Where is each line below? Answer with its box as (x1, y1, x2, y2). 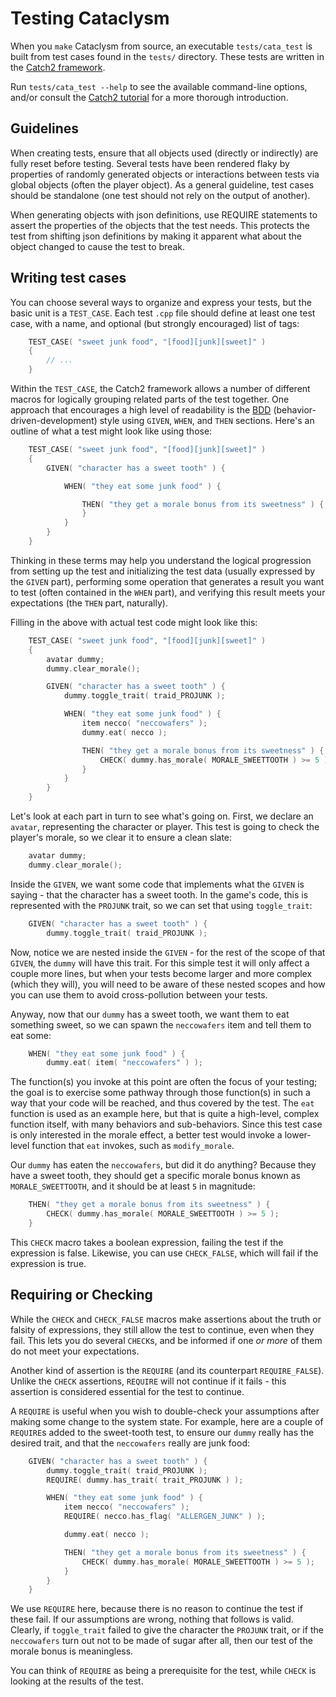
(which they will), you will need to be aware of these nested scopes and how (10, 978, 326, 990)
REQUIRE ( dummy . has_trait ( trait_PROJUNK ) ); (46, 1475, 244, 1485)
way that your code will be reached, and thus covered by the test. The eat (10, 1097, 315, 1109)
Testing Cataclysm (10, 7, 170, 30)
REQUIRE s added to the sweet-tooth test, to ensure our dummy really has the (10, 1426, 315, 1438)
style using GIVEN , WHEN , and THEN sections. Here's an (99, 415, 315, 427)
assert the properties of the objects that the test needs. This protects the (10, 219, 310, 231)
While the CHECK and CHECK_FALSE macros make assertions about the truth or (10, 1313, 322, 1325)
